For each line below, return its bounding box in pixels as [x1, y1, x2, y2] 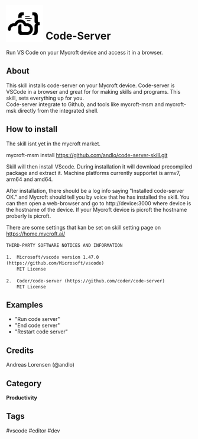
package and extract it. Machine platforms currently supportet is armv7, [6, 169, 181, 176]
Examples [6, 300, 43, 310]
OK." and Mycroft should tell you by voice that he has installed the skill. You [6, 193, 190, 201]
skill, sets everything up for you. [6, 94, 85, 101]
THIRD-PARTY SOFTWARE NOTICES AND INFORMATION [6, 242, 123, 248]
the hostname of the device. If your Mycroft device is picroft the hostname [6, 206, 187, 213]
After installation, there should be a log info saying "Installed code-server [6, 187, 184, 194]
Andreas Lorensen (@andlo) [6, 361, 75, 368]
